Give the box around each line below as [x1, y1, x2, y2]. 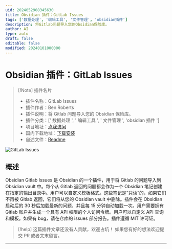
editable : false [5, 41, 40, 46]
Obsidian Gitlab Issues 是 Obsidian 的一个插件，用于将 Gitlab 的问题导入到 [5, 177, 161, 183]
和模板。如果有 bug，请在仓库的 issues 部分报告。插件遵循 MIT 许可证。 [5, 215, 158, 221]
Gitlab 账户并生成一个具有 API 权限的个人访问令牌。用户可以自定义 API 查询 [5, 209, 164, 215]
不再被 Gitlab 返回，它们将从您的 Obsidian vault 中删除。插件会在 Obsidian [5, 196, 163, 202]
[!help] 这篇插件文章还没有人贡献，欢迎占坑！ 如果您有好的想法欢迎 [17, 226, 160, 233]
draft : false [5, 36, 33, 41]
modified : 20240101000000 [5, 46, 60, 51]
